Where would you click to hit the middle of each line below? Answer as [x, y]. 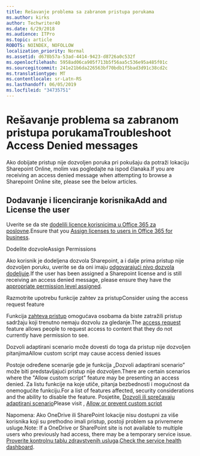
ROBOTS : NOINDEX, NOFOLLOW [40, 46]
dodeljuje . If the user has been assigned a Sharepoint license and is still [94, 273]
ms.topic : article [29, 40]
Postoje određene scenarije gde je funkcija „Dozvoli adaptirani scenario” [95, 364]
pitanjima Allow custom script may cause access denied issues [83, 353]
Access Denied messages [72, 146]
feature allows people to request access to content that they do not [89, 328]
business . [18, 237]
